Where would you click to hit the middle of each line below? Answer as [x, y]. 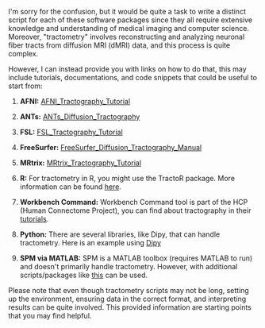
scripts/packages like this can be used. [84, 275]
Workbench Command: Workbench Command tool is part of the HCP [134, 202]
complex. [23, 54]
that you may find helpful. [50, 316]
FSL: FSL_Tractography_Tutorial [71, 132]
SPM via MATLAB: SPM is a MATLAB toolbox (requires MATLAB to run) [136, 258]
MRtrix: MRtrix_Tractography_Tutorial [80, 163]
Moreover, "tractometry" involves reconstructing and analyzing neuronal [127, 37]
